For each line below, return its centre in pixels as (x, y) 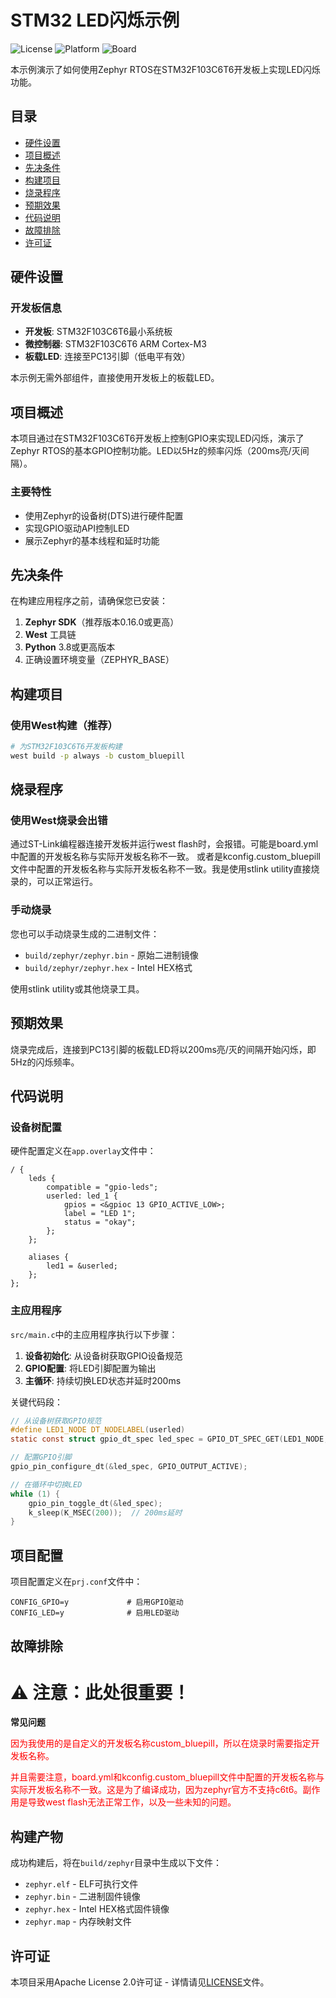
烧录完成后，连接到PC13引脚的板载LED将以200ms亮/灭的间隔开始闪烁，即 (163, 1049)
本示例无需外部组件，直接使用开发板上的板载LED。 (115, 378)
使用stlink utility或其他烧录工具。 (77, 988)
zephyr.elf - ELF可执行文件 (81, 1884)
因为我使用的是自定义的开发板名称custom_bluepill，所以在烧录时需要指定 (161, 1743)
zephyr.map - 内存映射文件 (78, 1922)
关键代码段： (36, 1402)
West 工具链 (50, 635)
